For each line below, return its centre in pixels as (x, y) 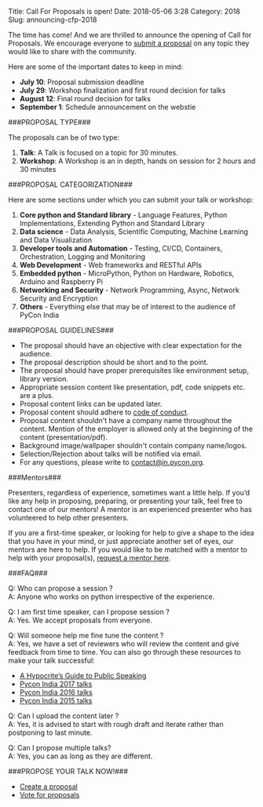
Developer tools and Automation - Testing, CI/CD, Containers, (121, 248)
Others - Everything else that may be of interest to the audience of (127, 307)
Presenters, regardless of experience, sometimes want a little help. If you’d (129, 493)
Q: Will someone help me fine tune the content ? (86, 635)
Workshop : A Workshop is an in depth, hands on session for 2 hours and (137, 161)
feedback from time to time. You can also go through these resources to (124, 652)
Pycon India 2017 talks (56, 684)
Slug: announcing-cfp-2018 (53, 20)
